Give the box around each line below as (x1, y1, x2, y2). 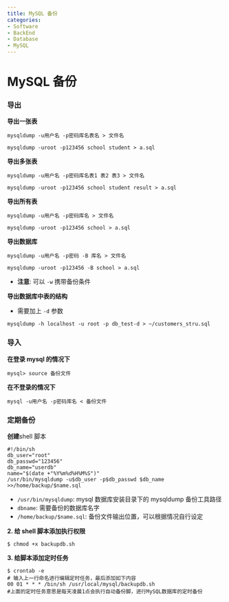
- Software (7, 23, 39, 30)
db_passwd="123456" (7, 458, 63, 465)
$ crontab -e (7, 568, 45, 574)
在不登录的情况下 (7, 383, 56, 391)
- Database (7, 36, 39, 43)
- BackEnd (7, 29, 36, 37)
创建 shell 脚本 (7, 432, 47, 441)
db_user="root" (7, 452, 51, 459)
